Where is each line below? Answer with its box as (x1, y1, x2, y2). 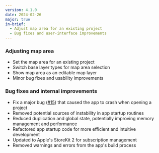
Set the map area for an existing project (12, 59, 95, 65)
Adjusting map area (5, 47, 54, 55)
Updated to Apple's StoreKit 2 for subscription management (12, 137, 137, 143)
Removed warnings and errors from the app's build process (12, 142, 136, 148)
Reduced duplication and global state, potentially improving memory (12, 115, 154, 121)
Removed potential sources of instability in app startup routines (12, 110, 144, 116)
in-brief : (5, 21, 26, 27)
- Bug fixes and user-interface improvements (10, 31, 107, 36)
